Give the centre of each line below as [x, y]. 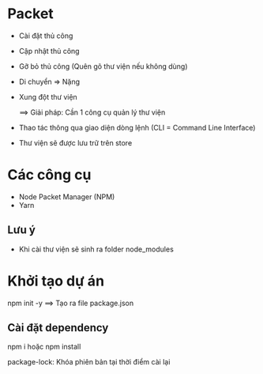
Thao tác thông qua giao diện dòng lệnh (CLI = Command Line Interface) [137, 127]
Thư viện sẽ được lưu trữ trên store [75, 142]
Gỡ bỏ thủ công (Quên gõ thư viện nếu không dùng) [103, 66]
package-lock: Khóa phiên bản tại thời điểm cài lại [89, 362]
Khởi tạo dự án [56, 281]
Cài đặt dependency [58, 328]
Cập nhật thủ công [49, 51]
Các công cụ [49, 175]
